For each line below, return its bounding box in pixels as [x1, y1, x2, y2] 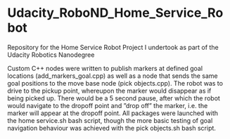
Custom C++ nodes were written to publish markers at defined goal [7, 64, 203, 72]
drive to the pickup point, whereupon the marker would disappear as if [7, 86, 212, 95]
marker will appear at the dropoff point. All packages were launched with [7, 109, 219, 117]
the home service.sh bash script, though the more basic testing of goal [7, 116, 213, 124]
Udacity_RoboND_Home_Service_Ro [7, 5, 224, 21]
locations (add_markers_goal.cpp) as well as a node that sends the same [7, 72, 218, 80]
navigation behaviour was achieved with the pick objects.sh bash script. [7, 124, 217, 132]
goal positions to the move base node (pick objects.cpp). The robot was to [7, 79, 224, 87]
